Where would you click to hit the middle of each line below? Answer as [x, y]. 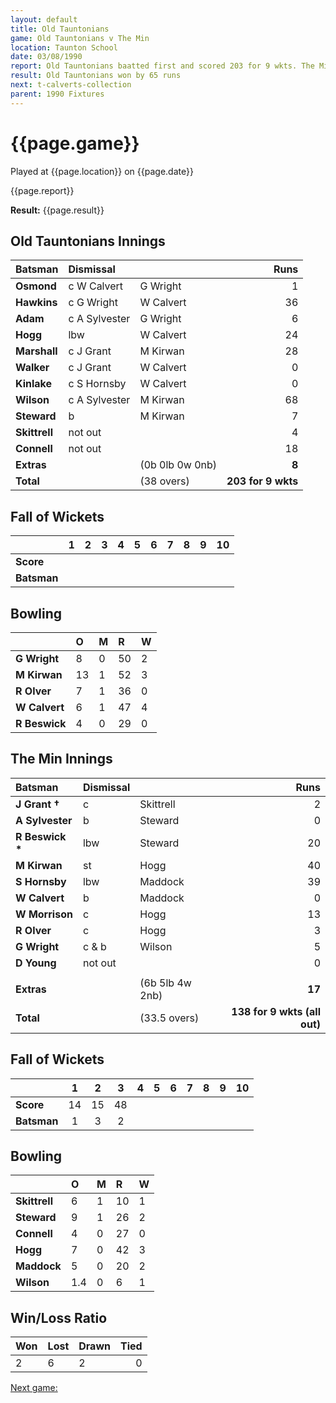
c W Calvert [96, 286]
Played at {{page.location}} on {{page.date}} [102, 171]
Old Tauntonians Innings [88, 241]
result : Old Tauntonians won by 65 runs [96, 76]
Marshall [36, 351]
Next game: [34, 1388]
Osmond [36, 286]
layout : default [44, 19]
